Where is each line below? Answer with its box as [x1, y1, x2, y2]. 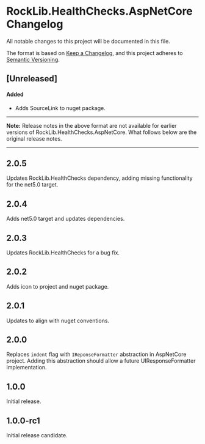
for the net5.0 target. [6, 181, 59, 188]
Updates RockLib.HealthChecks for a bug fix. [6, 249, 120, 256]
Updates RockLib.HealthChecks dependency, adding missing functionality [6, 174, 193, 182]
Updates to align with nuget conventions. [6, 317, 110, 324]
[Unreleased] [6, 73, 58, 84]
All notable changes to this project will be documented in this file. [6, 37, 171, 45]
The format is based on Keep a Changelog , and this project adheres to [6, 49, 183, 56]
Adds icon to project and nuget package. [6, 283, 109, 290]
